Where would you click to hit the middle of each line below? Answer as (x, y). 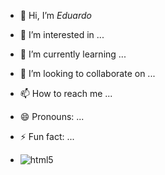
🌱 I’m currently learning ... (73, 54)
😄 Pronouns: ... (52, 116)
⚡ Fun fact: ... (47, 136)
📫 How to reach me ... (66, 93)
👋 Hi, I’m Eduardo (55, 15)
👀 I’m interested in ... (62, 34)
